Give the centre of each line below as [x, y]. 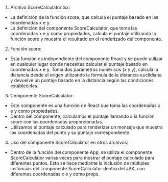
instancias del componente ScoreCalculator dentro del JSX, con [77, 168]
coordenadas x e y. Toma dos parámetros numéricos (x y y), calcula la [84, 69]
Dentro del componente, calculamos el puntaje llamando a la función [82, 116]
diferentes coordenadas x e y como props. [55, 174]
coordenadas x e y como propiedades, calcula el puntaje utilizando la [83, 33]
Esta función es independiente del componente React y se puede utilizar [86, 59]
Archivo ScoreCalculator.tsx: [40, 7]
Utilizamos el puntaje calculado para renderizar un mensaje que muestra [87, 127]
